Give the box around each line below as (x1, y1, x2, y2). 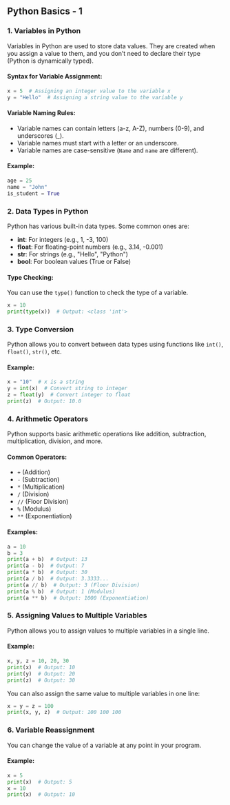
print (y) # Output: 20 (7, 670, 76, 677)
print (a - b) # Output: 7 (7, 562, 85, 569)
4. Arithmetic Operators (7, 414, 88, 423)
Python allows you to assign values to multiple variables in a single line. (7, 626, 210, 635)
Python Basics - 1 (7, 6, 83, 17)
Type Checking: (7, 273, 54, 281)
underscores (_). (17, 131, 64, 140)
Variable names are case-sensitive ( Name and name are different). (17, 146, 198, 154)
